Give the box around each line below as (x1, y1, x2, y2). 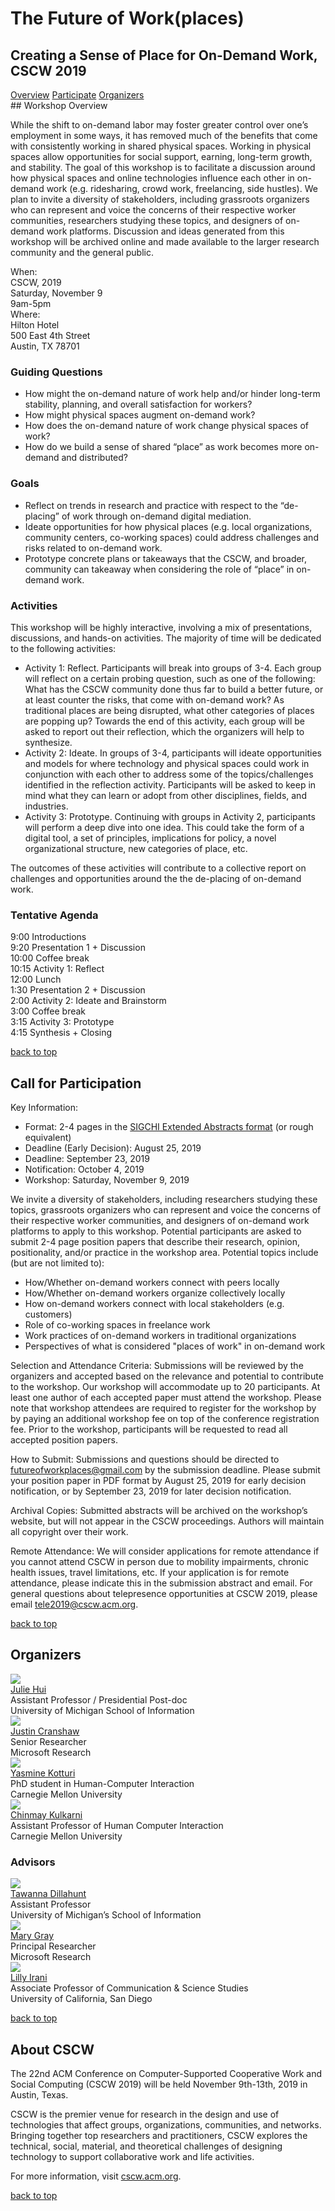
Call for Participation (10, 1075, 142, 1092)
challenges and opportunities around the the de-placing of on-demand (10, 872, 302, 884)
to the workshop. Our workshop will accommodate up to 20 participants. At (10, 1381, 321, 1392)
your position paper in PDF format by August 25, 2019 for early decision (10, 1475, 307, 1486)
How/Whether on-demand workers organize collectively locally (24, 1287, 286, 1299)
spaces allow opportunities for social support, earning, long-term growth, (10, 151, 313, 162)
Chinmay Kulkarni (10, 1808, 83, 1821)
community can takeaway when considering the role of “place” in (24, 563, 295, 575)
